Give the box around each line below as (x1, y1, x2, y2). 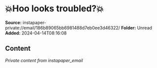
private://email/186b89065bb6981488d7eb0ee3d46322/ (5, 25, 121, 31)
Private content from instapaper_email (5, 57, 83, 63)
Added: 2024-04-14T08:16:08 (5, 30, 67, 36)
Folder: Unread (121, 25, 153, 31)
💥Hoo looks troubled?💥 (5, 3, 104, 14)
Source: (5, 19, 22, 25)
